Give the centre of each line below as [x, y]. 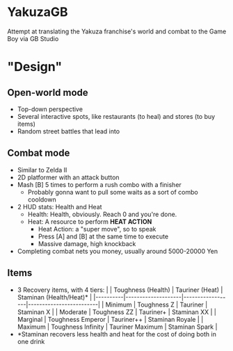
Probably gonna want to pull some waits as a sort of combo [113, 192]
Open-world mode [48, 92]
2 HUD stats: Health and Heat [59, 206]
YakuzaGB [38, 12]
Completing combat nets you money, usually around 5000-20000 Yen [118, 251]
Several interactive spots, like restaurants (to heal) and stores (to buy [116, 116]
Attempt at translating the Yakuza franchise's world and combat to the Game [117, 31]
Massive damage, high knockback [87, 243]
